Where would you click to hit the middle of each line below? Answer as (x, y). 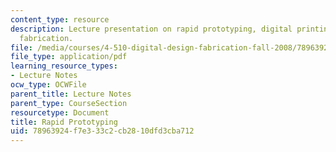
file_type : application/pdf (69, 57)
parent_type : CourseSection (69, 103)
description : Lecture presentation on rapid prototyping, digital (151, 29)
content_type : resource (60, 19)
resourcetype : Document (60, 112)
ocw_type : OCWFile (48, 85)
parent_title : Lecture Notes (71, 94)
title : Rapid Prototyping (64, 122)
